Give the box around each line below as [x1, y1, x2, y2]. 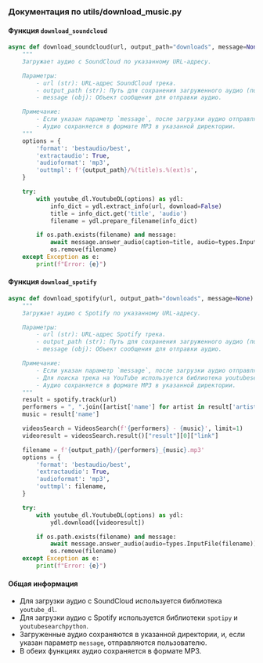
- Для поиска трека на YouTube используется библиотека [36, 373, 222, 382]
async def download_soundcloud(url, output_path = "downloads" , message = [8, 43, 247, 51]
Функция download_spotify [8, 277, 97, 286]
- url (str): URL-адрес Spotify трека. [36, 330, 167, 339]
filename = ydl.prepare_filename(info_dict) [49, 217, 198, 225]
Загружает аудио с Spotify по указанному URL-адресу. [22, 309, 201, 317]
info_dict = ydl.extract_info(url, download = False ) [49, 202, 222, 210]
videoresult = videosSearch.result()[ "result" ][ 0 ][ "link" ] [22, 432, 219, 439]
